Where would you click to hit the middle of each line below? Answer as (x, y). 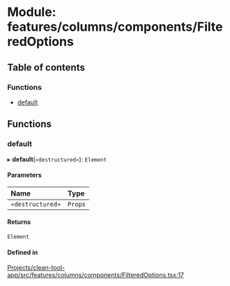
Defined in (23, 252)
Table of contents (46, 67)
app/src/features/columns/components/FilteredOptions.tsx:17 (96, 275)
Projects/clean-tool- (36, 268)
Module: (32, 12)
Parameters (24, 175)
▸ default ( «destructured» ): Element (57, 159)
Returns (19, 222)
